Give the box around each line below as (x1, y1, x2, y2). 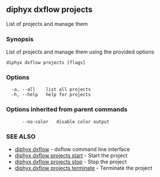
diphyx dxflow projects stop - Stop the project (14, 158, 127, 165)
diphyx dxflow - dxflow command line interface (14, 146, 130, 152)
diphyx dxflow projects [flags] (6, 60, 86, 66)
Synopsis (6, 35, 34, 43)
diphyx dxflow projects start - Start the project (14, 152, 128, 159)
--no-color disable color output (21, 119, 110, 125)
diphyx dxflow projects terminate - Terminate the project (14, 165, 152, 171)
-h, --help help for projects (11, 92, 92, 98)
